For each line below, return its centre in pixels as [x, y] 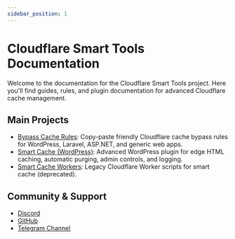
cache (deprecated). [47, 174]
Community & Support [57, 196]
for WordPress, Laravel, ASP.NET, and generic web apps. [100, 144]
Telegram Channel [44, 228]
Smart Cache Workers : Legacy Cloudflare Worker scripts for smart [114, 167]
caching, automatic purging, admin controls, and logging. [100, 160]
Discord [29, 213]
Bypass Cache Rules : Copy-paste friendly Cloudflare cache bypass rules [122, 137]
